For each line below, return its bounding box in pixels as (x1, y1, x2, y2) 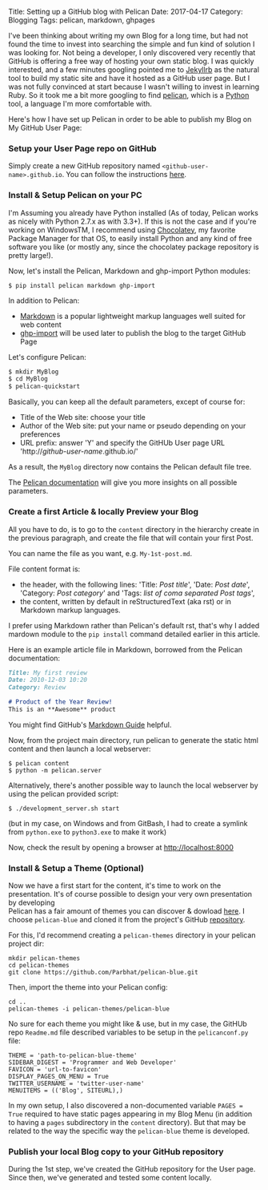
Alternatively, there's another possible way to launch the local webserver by (8, 781, 258, 790)
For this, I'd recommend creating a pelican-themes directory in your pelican (8, 930, 256, 940)
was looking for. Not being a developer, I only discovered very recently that (8, 48, 256, 57)
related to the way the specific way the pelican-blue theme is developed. (8, 1126, 250, 1136)
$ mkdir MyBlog (8, 368, 59, 376)
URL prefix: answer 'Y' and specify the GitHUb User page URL (19, 438, 226, 448)
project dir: (8, 939, 45, 949)
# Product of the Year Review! (8, 698, 113, 706)
